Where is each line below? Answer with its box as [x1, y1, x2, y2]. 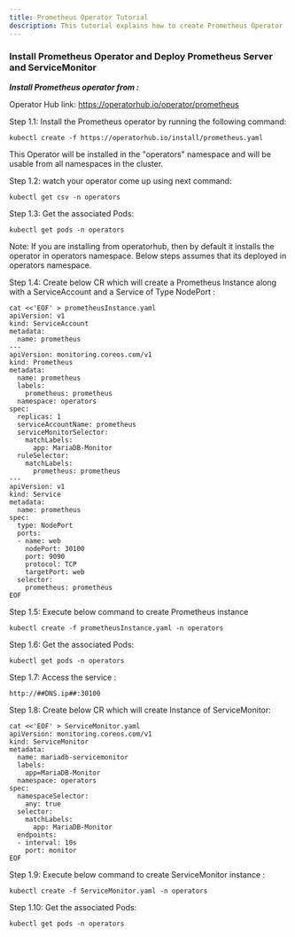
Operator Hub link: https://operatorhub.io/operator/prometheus [9, 98, 239, 109]
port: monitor [25, 846, 77, 854]
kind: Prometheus [9, 358, 74, 366]
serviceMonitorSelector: [17, 428, 109, 437]
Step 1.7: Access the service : [9, 672, 117, 682]
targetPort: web [25, 567, 86, 577]
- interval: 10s [17, 838, 77, 847]
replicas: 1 [17, 412, 62, 421]
